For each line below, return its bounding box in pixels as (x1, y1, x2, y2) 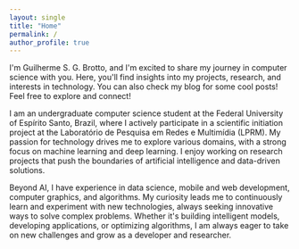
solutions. (9, 165, 46, 176)
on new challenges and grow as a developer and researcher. (9, 229, 232, 241)
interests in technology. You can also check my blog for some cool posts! (9, 81, 278, 92)
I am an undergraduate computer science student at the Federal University (9, 108, 284, 119)
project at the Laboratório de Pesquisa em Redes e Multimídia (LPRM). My (9, 127, 281, 138)
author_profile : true (9, 37, 90, 47)
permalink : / (9, 29, 58, 38)
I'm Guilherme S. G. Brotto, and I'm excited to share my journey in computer (9, 62, 287, 73)
